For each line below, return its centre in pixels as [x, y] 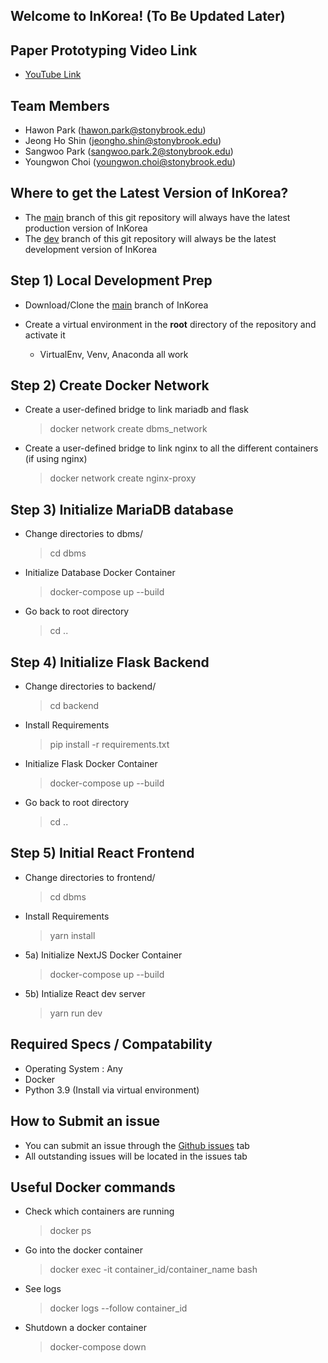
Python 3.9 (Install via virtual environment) [112, 1090]
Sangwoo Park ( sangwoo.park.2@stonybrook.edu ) [129, 151]
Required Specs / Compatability [111, 1044]
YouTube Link [53, 75]
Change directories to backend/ [90, 686]
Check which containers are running [99, 1211]
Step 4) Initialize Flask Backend [110, 662]
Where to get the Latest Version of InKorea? [149, 193]
